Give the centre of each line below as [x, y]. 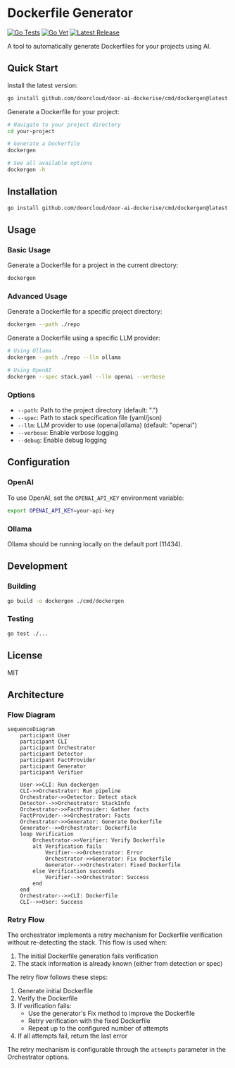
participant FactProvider [58, 760]
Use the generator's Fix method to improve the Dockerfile [112, 1014]
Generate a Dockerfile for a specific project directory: [85, 312]
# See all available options [50, 164]
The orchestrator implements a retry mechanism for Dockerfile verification [115, 935]
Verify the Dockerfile [47, 998]
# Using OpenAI [30, 370]
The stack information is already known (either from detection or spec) [120, 964]
